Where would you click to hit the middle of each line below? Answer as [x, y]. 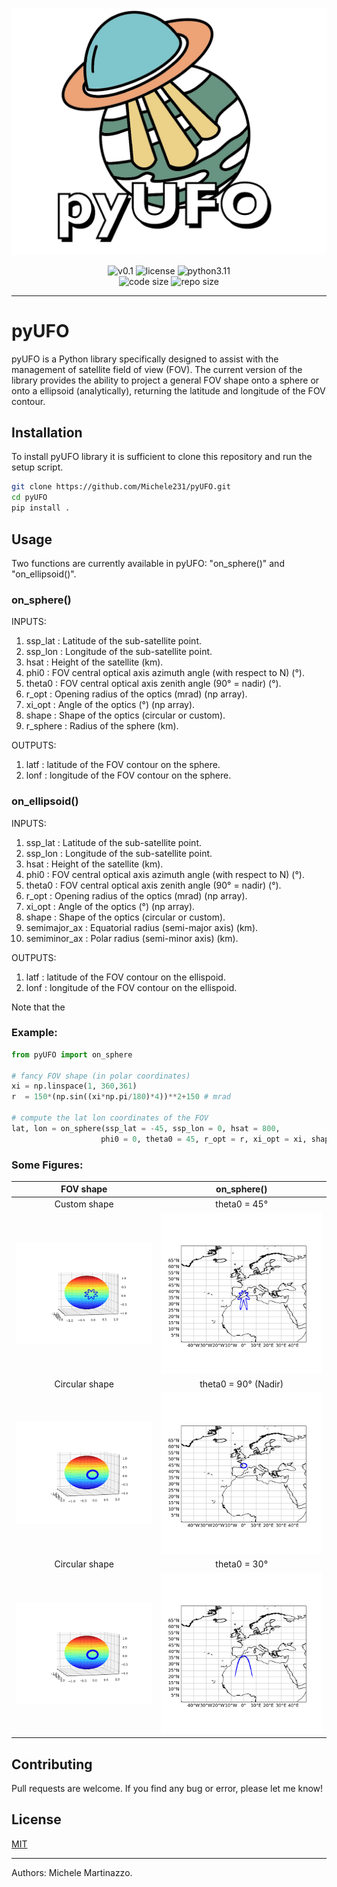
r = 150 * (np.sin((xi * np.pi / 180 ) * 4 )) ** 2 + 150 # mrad [121, 1097]
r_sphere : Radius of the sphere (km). [102, 726]
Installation [47, 433]
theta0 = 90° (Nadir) [241, 1384]
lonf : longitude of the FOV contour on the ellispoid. [131, 987]
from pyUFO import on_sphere [72, 1054]
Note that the [38, 1007]
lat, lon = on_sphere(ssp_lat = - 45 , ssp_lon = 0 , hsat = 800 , [146, 1128]
